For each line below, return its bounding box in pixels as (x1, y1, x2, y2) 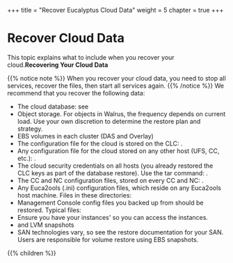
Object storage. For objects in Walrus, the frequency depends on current (17, 109, 226, 118)
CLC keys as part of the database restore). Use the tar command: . (17, 168, 209, 177)
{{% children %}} (7, 248, 57, 257)
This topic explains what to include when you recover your (7, 53, 175, 61)
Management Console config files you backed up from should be (17, 198, 204, 207)
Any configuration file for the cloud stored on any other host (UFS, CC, (17, 146, 220, 155)
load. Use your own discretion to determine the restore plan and (17, 117, 201, 125)
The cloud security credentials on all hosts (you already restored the (17, 161, 214, 170)
